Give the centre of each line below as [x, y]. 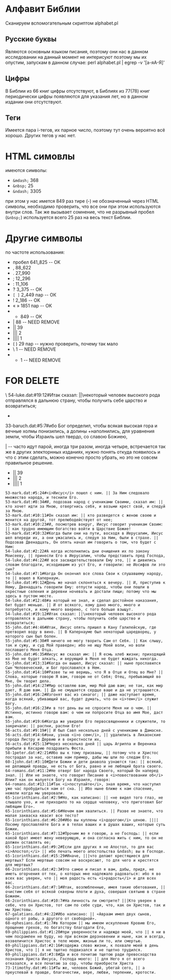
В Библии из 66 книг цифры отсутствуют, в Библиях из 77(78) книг [78, 91]
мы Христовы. [19, 910]
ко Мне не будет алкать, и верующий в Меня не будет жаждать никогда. [82, 659]
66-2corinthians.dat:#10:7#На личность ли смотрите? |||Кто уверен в [81, 901]
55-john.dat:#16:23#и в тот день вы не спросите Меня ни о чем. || [79, 708]
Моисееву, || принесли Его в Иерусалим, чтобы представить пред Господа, [86, 556]
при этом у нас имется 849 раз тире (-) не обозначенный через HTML [82, 201]
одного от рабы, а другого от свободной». [51, 919]
